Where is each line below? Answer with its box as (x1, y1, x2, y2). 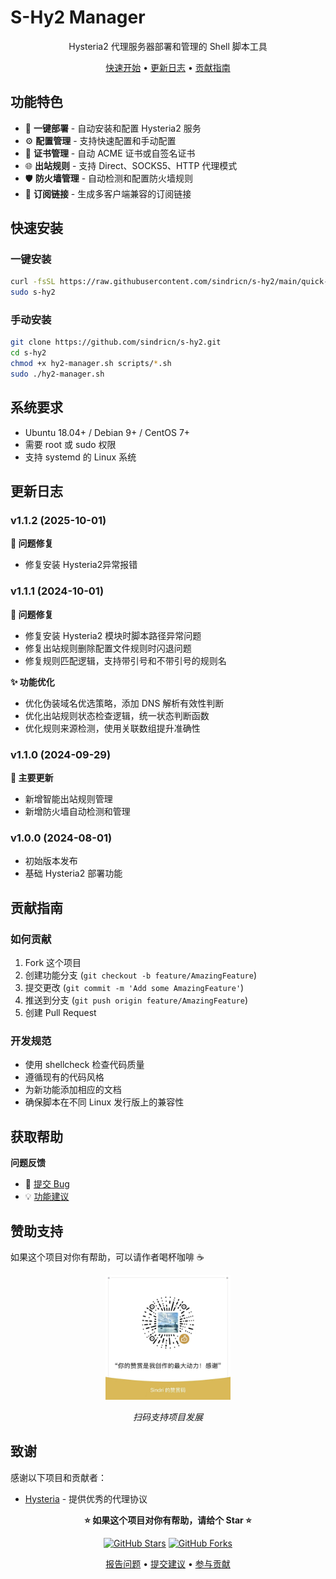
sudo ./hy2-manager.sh (10, 369, 105, 380)
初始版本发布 (24, 855, 78, 867)
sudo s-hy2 (10, 287, 56, 298)
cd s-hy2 (10, 348, 47, 358)
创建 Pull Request (24, 1007, 97, 1019)
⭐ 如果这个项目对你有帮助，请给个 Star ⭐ (84, 1514, 252, 1526)
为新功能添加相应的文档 (24, 1084, 122, 1096)
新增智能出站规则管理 (24, 793, 113, 805)
